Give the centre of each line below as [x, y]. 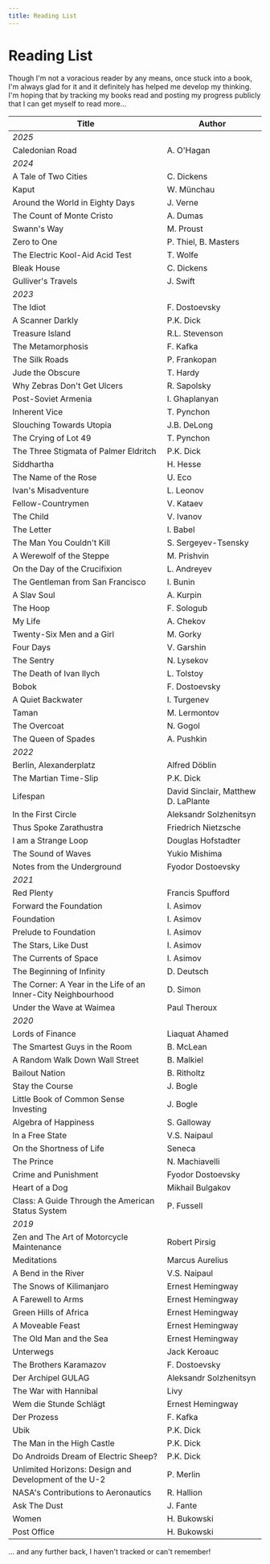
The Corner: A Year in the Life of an [79, 984]
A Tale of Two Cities [50, 176]
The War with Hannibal [55, 1391]
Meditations [35, 1260]
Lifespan [29, 796]
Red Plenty [33, 893]
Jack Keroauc [193, 1351]
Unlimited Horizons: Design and [72, 1469]
